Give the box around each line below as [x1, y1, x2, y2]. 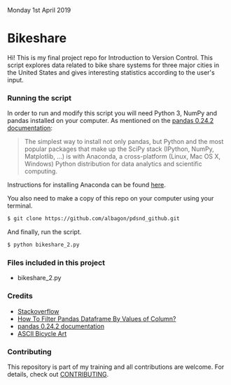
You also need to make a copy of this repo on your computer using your [7, 194, 214, 203]
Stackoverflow [17, 307, 59, 315]
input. [7, 75, 24, 84]
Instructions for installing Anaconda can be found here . [7, 181, 167, 189]
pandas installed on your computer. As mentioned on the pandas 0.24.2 [7, 117, 214, 125]
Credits [7, 291, 33, 301]
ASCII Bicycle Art [17, 329, 67, 337]
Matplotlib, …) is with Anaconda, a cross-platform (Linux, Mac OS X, [24, 152, 221, 161]
